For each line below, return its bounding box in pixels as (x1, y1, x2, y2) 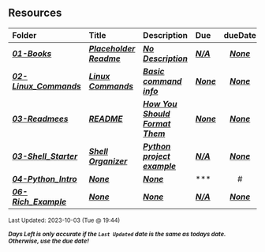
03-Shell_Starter (12, 150, 78, 161)
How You (143, 98, 177, 109)
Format (143, 118, 171, 129)
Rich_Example (12, 196, 67, 207)
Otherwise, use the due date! (8, 237, 89, 245)
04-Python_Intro (12, 173, 77, 184)
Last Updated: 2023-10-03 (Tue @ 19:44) (8, 216, 121, 224)
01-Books (12, 47, 52, 58)
